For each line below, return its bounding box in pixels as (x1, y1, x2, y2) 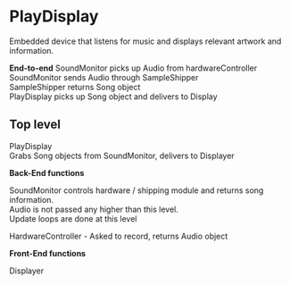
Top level (9, 117, 61, 132)
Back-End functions (9, 167, 85, 178)
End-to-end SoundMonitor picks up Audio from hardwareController (9, 63, 257, 73)
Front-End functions (9, 247, 87, 258)
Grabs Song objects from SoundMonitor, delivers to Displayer (9, 150, 235, 161)
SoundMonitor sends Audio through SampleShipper (9, 71, 199, 82)
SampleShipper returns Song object (9, 81, 141, 92)
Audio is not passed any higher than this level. (9, 204, 178, 214)
